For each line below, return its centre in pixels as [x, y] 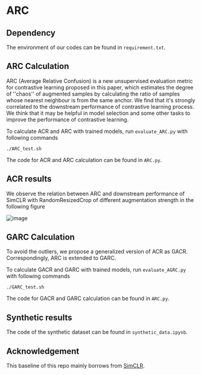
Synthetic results [39, 317]
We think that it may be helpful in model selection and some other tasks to [98, 113]
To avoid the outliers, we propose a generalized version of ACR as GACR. [97, 252]
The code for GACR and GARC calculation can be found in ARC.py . [88, 298]
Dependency [31, 33]
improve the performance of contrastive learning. [67, 119]
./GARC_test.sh [25, 287]
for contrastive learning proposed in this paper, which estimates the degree [100, 87]
